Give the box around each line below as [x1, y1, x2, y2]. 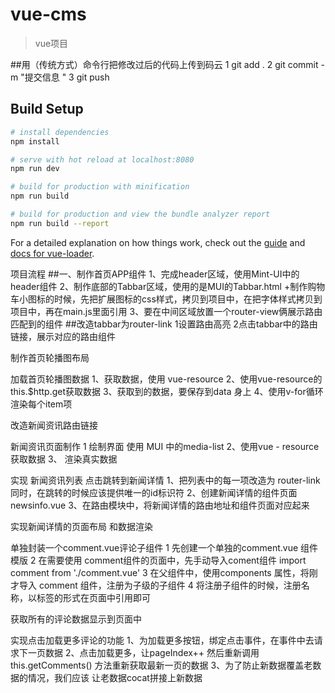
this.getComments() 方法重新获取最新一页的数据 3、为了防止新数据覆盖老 [10, 659, 313, 671]
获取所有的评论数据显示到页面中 [10, 613, 142, 625]
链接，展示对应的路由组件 [10, 330, 116, 342]
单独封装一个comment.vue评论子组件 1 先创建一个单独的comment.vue [10, 541, 299, 553]
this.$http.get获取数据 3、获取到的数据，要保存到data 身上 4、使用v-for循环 [10, 385, 324, 397]
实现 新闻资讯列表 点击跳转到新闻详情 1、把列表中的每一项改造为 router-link [10, 474, 321, 486]
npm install [10, 136, 60, 147]
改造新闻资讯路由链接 [10, 419, 98, 431]
